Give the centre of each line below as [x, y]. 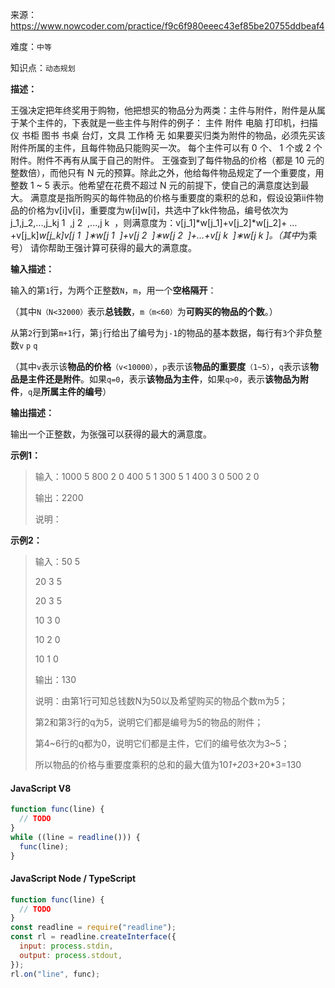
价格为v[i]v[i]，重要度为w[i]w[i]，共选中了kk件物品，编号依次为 [158, 210]
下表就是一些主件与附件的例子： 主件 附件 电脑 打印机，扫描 [194, 122]
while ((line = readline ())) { [75, 837]
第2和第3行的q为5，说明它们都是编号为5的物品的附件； [149, 722]
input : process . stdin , [66, 946]
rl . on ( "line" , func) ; [55, 974]
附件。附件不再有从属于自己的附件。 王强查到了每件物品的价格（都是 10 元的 [167, 160]
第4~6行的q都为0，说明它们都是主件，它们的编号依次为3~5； [162, 743]
